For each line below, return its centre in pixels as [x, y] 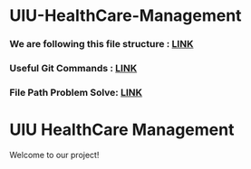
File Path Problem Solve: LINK [76, 92]
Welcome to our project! [54, 155]
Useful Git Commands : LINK [73, 69]
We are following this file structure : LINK [101, 44]
